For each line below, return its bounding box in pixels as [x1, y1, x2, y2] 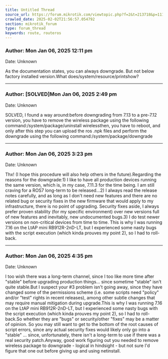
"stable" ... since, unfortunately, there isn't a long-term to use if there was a [5, 332, 161, 338]
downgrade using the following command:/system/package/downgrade [5, 133, 153, 139]
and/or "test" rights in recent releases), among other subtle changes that [5, 295, 155, 301]
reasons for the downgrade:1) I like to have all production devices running [5, 176, 156, 183]
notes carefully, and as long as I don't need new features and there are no [5, 192, 157, 198]
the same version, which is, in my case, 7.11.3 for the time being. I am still [5, 182, 155, 188]
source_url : [5, 12, 30, 17]
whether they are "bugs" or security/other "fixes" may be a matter [23, 316, 159, 322]
